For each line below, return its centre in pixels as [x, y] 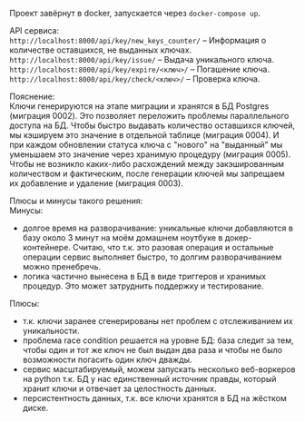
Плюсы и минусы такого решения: [76, 201]
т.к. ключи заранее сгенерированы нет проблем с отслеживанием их [157, 321]
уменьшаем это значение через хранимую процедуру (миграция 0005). [150, 154]
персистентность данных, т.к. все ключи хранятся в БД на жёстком [155, 398]
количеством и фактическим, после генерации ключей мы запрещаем [148, 173]
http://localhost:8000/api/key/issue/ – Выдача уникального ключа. [142, 59]
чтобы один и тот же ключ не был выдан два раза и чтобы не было [152, 350]
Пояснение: [32, 96]
